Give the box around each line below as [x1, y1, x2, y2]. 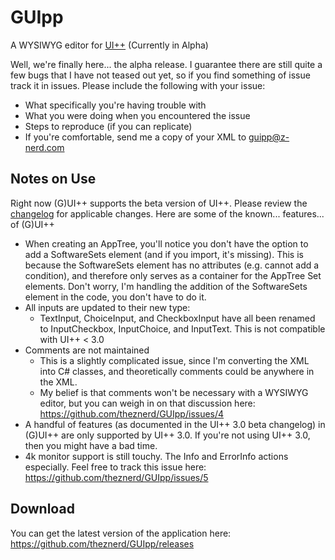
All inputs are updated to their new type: [24, 301, 191, 313]
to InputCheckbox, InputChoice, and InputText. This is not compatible [39, 322, 326, 335]
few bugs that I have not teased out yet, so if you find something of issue [10, 69, 311, 81]
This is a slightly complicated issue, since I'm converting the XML [39, 354, 310, 366]
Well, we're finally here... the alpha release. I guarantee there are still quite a [10, 58, 323, 70]
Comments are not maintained [24, 344, 150, 356]
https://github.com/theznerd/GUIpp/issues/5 [24, 471, 209, 483]
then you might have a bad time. [24, 439, 158, 451]
